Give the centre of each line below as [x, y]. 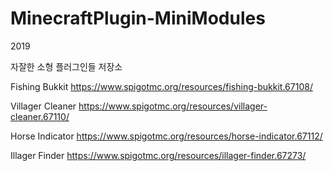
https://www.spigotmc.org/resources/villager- [173, 106]
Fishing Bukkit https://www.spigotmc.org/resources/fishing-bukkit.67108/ [161, 86]
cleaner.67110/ [40, 116]
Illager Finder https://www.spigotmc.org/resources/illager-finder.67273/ [158, 155]
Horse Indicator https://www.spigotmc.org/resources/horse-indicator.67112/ [166, 136]
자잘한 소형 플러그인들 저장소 [66, 66]
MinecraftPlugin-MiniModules [138, 18]
